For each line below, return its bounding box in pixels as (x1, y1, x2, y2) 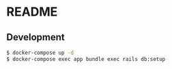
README (6, 4, 58, 20)
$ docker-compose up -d (6, 49, 74, 56)
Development (6, 31, 66, 43)
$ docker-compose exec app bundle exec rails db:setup (6, 55, 166, 62)
